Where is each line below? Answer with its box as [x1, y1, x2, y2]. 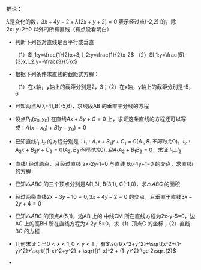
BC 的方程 [14, 228, 40, 235]
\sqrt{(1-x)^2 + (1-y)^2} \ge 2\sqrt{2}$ [82, 247, 176, 254]
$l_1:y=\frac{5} [149, 51, 185, 58]
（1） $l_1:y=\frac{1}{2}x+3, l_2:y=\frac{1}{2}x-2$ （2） [14, 51, 150, 58]
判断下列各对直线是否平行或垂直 [14, 39, 94, 45]
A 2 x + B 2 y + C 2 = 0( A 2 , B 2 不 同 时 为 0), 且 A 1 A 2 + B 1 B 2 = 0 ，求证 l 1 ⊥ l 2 [14, 146, 182, 155]
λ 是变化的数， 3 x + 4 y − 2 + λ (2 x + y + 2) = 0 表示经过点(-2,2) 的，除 [6, 18, 176, 25]
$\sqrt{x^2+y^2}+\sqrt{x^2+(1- [106, 240, 182, 248]
